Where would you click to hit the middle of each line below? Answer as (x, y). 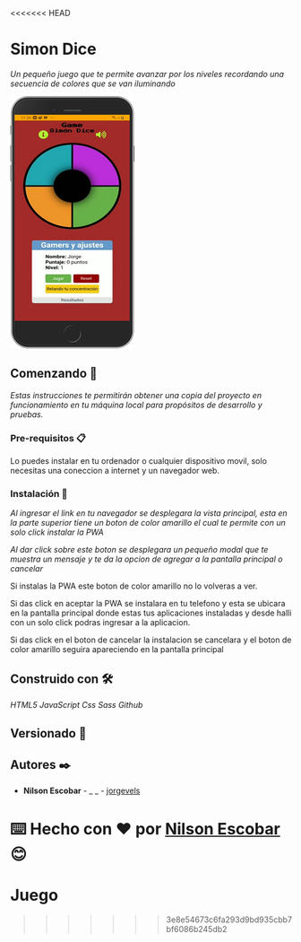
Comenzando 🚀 (54, 374)
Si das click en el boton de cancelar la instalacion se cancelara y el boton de (151, 640)
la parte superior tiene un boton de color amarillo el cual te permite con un (148, 523)
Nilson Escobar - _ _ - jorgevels (82, 791)
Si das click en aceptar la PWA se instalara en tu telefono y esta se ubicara (148, 604)
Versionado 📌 (48, 733)
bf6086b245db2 (197, 929)
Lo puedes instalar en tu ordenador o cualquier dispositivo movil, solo (139, 461)
